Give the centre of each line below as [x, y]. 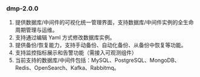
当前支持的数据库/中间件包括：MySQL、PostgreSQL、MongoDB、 [97, 60]
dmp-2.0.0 [22, 8]
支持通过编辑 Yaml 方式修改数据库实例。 [65, 38]
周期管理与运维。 [36, 30]
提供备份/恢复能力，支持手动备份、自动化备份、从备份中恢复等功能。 [101, 45]
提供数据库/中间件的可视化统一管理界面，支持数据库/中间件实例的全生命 [104, 22]
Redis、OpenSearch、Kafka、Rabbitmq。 [67, 68]
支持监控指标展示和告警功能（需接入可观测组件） [76, 53]
